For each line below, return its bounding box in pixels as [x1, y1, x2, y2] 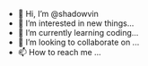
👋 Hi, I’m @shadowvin [17, 9, 99, 19]
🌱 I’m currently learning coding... [17, 28, 139, 37]
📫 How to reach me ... [17, 47, 101, 57]
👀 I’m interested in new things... [17, 18, 135, 29]
